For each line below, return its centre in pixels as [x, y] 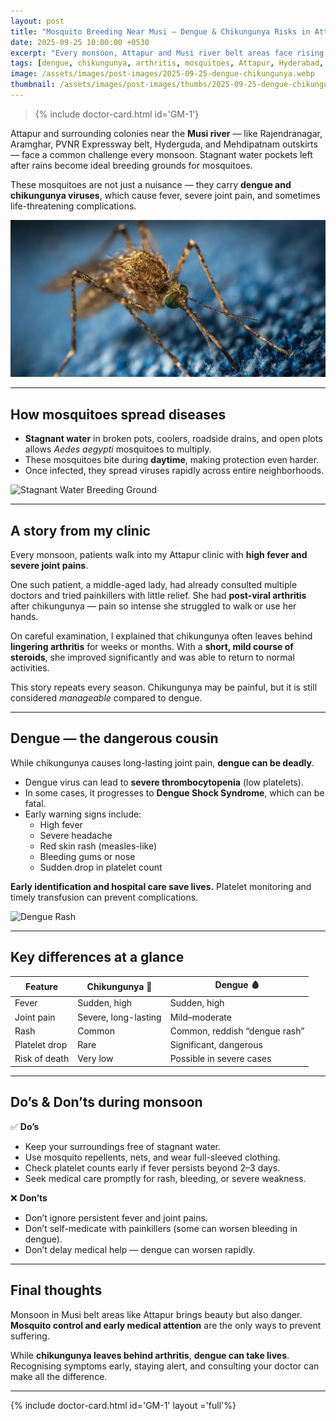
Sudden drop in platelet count [101, 867]
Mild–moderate [200, 1017]
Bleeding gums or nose [87, 856]
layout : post [37, 21]
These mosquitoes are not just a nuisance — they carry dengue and [151, 184]
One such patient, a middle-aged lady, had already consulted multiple [154, 584]
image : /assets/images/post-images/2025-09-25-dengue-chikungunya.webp [162, 74]
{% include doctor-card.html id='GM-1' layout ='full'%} [123, 1405]
